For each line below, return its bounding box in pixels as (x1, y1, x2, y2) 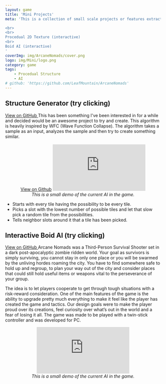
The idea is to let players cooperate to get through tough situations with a (5, 286, 155, 292)
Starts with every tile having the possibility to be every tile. (12, 201, 132, 207)
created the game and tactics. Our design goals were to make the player (5, 301, 152, 308)
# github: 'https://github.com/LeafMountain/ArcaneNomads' (5, 81, 129, 86)
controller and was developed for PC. (5, 317, 81, 323)
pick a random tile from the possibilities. (12, 211, 94, 217)
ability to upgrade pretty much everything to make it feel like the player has (5, 296, 158, 302)
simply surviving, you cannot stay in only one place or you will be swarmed (5, 255, 158, 261)
